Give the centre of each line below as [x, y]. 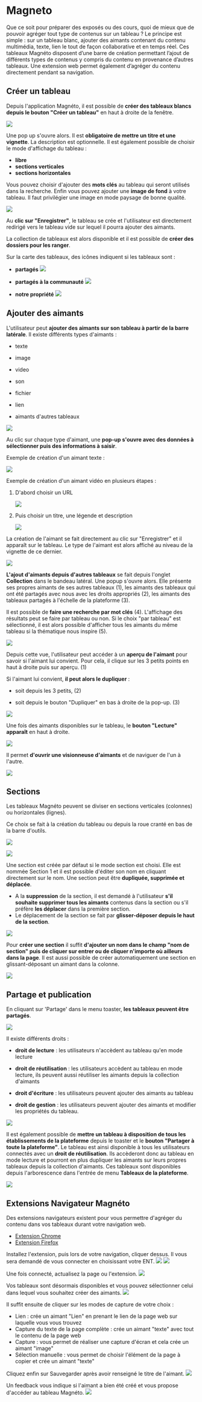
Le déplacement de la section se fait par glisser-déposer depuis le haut [105, 916]
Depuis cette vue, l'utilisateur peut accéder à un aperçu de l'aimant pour [97, 654]
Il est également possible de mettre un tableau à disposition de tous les [96, 1135]
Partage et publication [49, 994]
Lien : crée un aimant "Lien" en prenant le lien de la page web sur [96, 1316]
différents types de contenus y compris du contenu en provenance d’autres [100, 59]
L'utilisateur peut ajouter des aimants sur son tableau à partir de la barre [97, 328]
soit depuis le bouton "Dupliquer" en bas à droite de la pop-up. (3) [97, 702]
